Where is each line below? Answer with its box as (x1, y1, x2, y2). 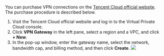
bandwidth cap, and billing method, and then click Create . (12, 45, 130, 51)
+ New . (12, 34, 27, 40)
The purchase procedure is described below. (5, 9, 96, 15)
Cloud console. (12, 24, 43, 30)
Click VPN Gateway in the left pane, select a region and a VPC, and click (12, 29, 160, 35)
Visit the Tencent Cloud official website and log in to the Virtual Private (12, 19, 155, 24)
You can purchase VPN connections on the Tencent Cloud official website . (5, 4, 156, 10)
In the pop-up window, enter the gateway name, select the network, (12, 39, 150, 45)
